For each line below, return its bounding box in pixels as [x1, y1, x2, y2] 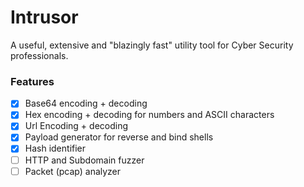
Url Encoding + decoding [24, 120, 129, 132]
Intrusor [10, 6, 79, 29]
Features [10, 74, 55, 88]
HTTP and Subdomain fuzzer [24, 154, 145, 166]
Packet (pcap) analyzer [24, 165, 122, 177]
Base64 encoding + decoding [24, 97, 148, 110]
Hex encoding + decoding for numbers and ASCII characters [24, 109, 275, 121]
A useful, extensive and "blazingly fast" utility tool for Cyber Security [10, 39, 294, 51]
